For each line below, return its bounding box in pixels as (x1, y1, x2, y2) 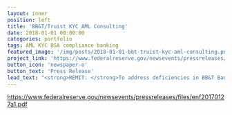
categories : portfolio (7, 36, 72, 43)
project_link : (7, 55, 48, 62)
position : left (7, 17, 51, 23)
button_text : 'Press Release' (7, 67, 95, 74)
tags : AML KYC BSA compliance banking (7, 42, 119, 49)
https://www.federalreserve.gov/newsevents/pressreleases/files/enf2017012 (7, 93, 225, 101)
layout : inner (7, 10, 48, 17)
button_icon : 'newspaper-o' (7, 61, 88, 68)
